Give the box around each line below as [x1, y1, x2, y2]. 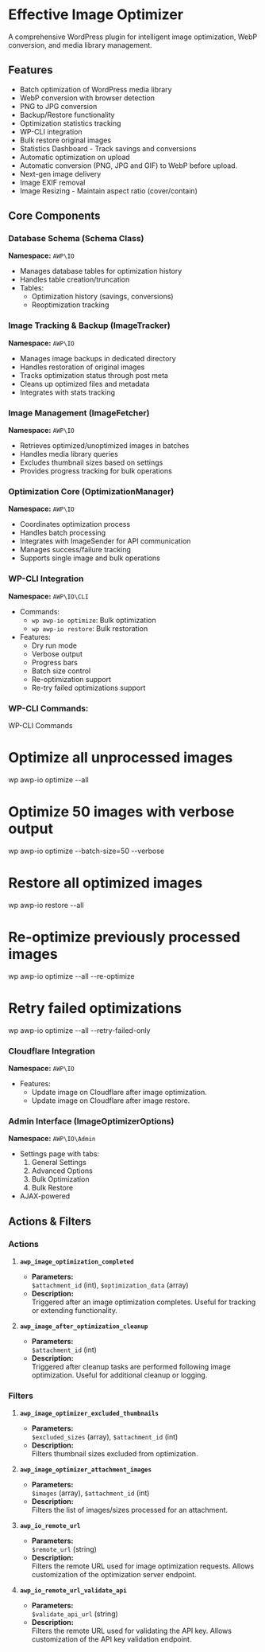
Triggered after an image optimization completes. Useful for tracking [31, 1297, 256, 1307]
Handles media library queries [19, 450, 119, 459]
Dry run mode [31, 641, 78, 650]
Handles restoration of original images [19, 362, 145, 372]
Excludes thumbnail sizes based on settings [19, 458, 163, 467]
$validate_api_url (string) [31, 1609, 119, 1619]
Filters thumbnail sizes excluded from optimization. [31, 1449, 198, 1459]
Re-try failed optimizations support [31, 683, 146, 692]
